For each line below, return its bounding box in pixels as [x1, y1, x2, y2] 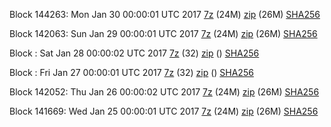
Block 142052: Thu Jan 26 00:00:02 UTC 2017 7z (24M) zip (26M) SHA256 [9, 86, 320, 98]
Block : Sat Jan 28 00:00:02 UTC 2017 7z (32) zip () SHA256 [9, 47, 260, 59]
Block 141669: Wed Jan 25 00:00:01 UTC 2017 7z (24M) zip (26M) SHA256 [9, 105, 319, 117]
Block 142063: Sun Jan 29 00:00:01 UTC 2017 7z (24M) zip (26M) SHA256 [9, 28, 318, 39]
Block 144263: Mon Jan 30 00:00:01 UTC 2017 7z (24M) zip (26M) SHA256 [9, 9, 321, 20]
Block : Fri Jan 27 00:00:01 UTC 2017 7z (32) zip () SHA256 [9, 67, 254, 78]
